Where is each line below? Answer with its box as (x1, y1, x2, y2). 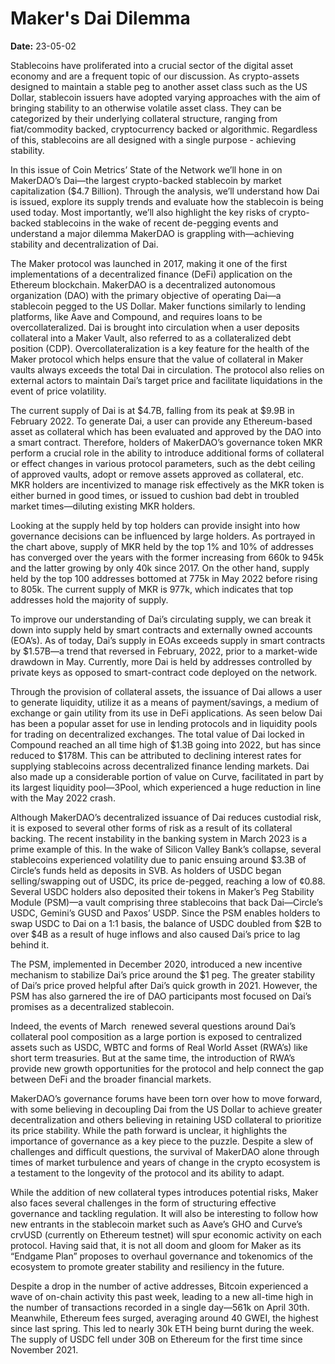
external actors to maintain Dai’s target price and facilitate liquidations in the (10, 374, 323, 386)
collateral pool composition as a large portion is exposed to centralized (10, 1030, 302, 1042)
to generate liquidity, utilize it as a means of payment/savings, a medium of (10, 696, 320, 708)
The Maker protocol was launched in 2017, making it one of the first (10, 257, 288, 269)
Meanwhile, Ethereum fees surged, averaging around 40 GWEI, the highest (10, 1312, 319, 1324)
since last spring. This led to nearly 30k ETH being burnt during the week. (10, 1322, 315, 1334)
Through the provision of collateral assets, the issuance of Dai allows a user (10, 685, 323, 697)
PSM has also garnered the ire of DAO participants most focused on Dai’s (10, 990, 312, 1002)
